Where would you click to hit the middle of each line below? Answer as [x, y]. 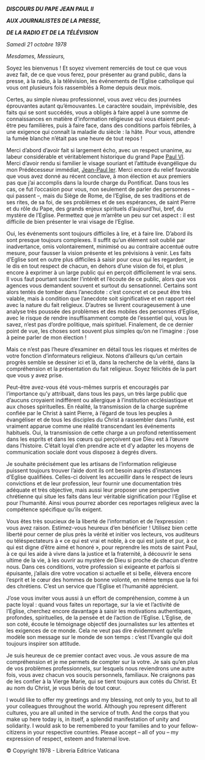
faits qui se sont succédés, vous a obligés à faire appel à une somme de [97, 112]
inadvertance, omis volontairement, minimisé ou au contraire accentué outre [102, 246]
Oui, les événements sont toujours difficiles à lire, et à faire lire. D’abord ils [99, 234]
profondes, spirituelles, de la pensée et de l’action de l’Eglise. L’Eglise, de [99, 618]
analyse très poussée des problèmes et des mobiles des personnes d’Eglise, [103, 312]
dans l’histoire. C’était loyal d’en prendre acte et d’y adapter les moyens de [100, 445]
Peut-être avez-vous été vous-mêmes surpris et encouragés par [88, 387]
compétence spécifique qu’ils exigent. [54, 509]
